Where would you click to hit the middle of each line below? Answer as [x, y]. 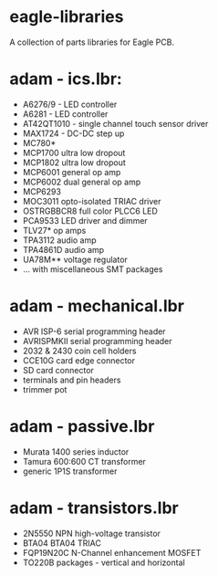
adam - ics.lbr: [66, 79]
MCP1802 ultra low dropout [74, 163]
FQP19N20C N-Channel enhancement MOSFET [112, 552]
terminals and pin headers [72, 380]
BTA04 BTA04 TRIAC [62, 543]
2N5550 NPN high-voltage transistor [92, 533]
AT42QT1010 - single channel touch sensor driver [115, 123]
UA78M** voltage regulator [75, 259]
